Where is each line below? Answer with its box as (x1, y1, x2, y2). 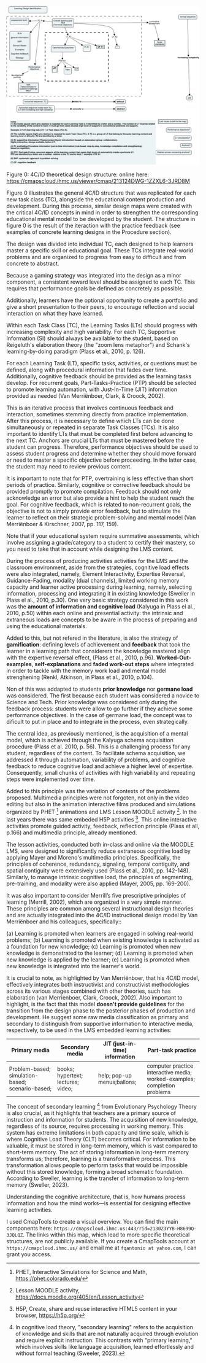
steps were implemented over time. (6, 775, 96, 783)
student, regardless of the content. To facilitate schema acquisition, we (6, 750, 186, 757)
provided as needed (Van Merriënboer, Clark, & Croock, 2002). (6, 392, 166, 400)
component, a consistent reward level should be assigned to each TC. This (6, 278, 195, 285)
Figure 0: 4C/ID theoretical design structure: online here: (6, 171, 149, 178)
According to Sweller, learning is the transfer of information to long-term (6, 1175, 189, 1182)
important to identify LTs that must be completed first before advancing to (6, 430, 193, 438)
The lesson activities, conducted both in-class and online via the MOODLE (6, 841, 194, 848)
